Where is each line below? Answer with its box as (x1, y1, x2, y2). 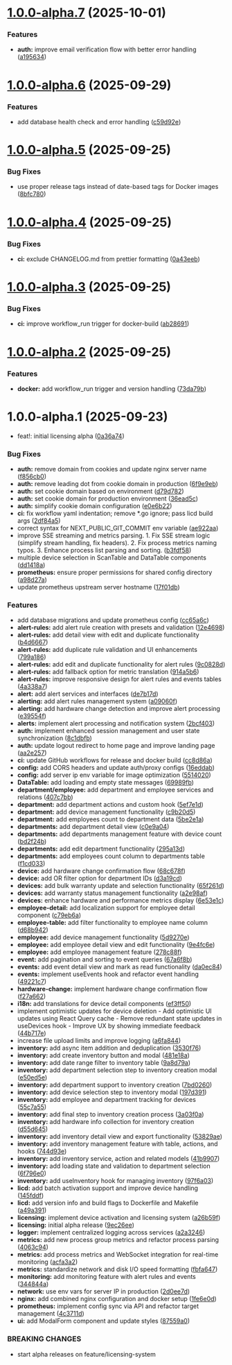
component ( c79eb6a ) (17, 911, 82, 919)
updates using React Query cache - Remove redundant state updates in (17, 1014, 222, 1023)
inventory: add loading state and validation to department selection (17, 1162, 211, 1171)
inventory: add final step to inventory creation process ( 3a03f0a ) (17, 1110, 204, 1119)
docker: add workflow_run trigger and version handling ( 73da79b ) (17, 384, 206, 393)
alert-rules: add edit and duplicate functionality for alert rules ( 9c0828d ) (17, 660, 226, 669)
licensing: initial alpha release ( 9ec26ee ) (17, 1221, 135, 1230)
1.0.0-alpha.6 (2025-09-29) (7, 77, 172, 93)
